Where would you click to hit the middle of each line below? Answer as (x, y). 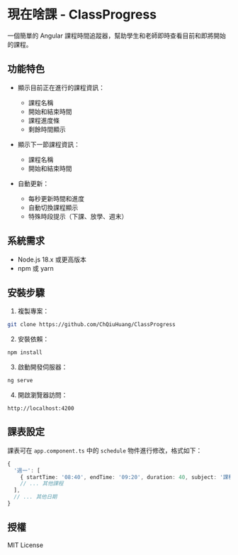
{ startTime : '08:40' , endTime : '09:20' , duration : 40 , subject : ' (122, 477)
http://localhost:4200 (41, 409)
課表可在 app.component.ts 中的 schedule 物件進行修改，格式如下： (105, 450)
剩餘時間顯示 (47, 129)
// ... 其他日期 (36, 497)
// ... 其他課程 (42, 484)
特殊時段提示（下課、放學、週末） (78, 216)
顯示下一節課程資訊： (49, 144)
